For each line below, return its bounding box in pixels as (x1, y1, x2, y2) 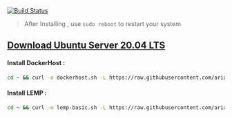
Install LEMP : (7, 89, 47, 97)
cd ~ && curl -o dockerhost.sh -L (7, 74, 107, 81)
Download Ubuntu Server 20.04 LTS (7, 40, 166, 51)
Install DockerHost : (7, 58, 66, 67)
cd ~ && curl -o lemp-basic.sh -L (7, 104, 107, 111)
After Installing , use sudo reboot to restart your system (23, 20, 182, 27)
